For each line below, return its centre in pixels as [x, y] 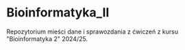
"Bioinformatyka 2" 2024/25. [47, 38]
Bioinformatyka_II [58, 13]
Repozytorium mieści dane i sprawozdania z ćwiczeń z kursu [92, 32]
